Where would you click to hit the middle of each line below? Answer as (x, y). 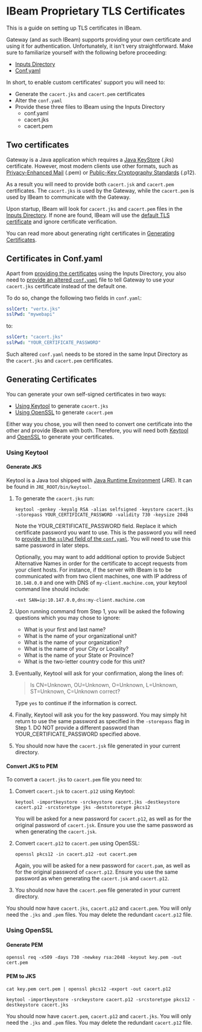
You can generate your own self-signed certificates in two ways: (87, 394)
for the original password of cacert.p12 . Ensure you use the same (96, 872)
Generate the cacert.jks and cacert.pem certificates (80, 94)
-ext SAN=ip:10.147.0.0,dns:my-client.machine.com (80, 600)
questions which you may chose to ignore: (68, 618)
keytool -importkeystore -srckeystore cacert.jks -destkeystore (97, 802)
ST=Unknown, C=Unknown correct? (75, 691)
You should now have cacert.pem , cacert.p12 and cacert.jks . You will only (99, 1016)
